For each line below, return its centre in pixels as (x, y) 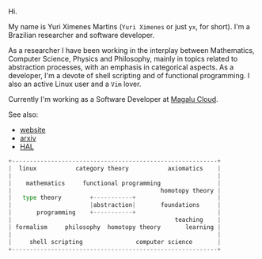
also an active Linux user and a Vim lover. (75, 84)
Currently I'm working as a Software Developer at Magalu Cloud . (114, 99)
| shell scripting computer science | (115, 242)
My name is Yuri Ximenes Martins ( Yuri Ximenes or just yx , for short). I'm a (129, 26)
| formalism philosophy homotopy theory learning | (115, 227)
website (32, 130)
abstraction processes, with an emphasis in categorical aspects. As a (121, 67)
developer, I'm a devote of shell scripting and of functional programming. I (129, 75)
